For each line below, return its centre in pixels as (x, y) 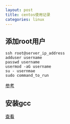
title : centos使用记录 (28, 15)
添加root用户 (26, 41)
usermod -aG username (28, 67)
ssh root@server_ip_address (35, 53)
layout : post (19, 10)
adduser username (24, 58)
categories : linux (25, 19)
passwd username (22, 62)
